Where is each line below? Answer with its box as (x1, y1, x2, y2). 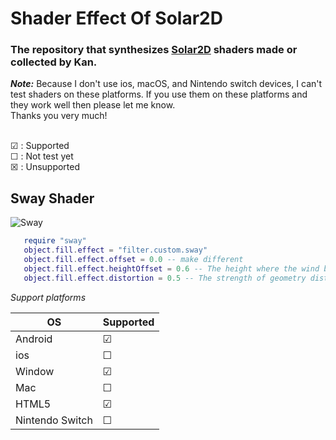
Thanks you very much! (10, 110, 108, 122)
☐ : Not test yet (10, 150, 74, 162)
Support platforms (10, 291, 87, 303)
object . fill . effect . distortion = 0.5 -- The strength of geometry (23, 273, 307, 283)
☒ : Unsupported (10, 161, 81, 173)
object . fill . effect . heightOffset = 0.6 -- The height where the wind (23, 263, 320, 274)
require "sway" (23, 236, 87, 246)
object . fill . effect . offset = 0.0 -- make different (23, 255, 244, 265)
